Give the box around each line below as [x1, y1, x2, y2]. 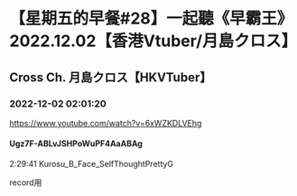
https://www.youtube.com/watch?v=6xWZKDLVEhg [9, 117, 202, 128]
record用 [9, 177, 42, 188]
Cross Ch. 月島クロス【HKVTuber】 [9, 70, 212, 85]
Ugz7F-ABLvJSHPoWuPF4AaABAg [9, 138, 143, 149]
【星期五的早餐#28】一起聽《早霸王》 [9, 8, 293, 29]
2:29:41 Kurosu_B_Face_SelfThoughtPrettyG [9, 159, 174, 170]
